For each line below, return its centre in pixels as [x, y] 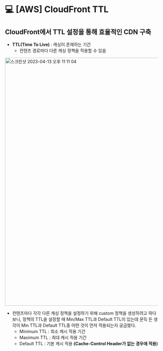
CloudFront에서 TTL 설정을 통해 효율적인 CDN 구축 [78, 32]
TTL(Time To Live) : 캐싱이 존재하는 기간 [51, 45]
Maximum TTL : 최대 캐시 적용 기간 [53, 337]
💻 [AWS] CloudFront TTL [57, 9]
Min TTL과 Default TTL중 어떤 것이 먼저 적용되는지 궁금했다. [79, 325]
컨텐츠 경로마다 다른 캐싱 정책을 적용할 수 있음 [63, 51]
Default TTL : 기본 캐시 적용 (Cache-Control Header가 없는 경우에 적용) [89, 343]
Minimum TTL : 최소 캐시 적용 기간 [52, 331]
